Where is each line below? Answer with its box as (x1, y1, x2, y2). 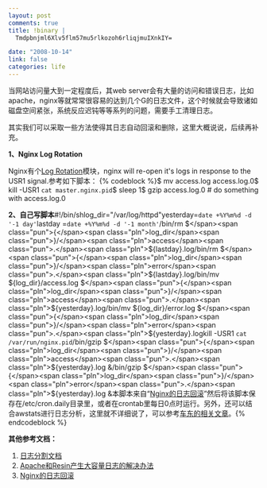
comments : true (8, 19, 59, 27)
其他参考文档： (8, 434, 57, 443)
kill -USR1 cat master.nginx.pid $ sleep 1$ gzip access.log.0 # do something (8, 184, 259, 195)
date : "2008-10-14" (8, 48, 73, 56)
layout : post (8, 11, 52, 20)
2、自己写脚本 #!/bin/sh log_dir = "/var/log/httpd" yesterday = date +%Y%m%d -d (8, 210, 252, 219)
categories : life (8, 63, 66, 72)
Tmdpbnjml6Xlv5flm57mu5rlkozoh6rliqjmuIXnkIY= (15, 33, 172, 42)
